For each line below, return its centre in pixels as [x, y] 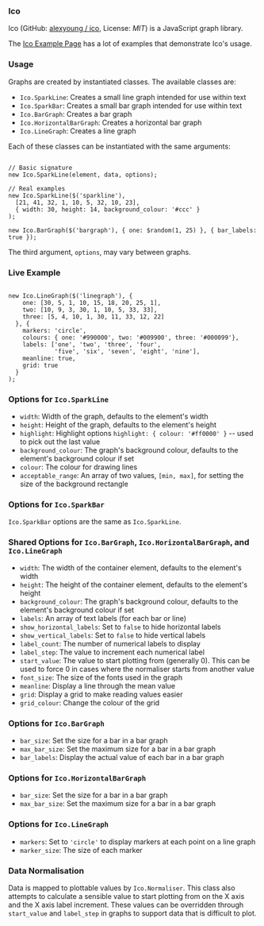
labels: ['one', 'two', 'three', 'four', [92, 344]
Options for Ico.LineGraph [59, 824]
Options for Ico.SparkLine [59, 399]
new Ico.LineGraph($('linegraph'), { [71, 295]
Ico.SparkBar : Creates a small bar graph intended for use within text [131, 106]
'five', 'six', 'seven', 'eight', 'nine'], [127, 351]
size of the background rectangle [74, 484]
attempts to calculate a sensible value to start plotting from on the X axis [126, 896]
